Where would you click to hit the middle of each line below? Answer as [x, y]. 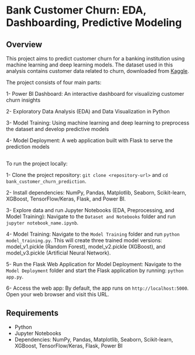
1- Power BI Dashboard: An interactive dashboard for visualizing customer [95, 94]
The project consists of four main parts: [54, 82]
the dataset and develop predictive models [58, 129]
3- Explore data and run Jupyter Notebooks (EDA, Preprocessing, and [90, 210]
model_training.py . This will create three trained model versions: [84, 240]
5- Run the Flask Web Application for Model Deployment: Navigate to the [94, 264]
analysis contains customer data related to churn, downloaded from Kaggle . [97, 71]
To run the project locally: [37, 164]
